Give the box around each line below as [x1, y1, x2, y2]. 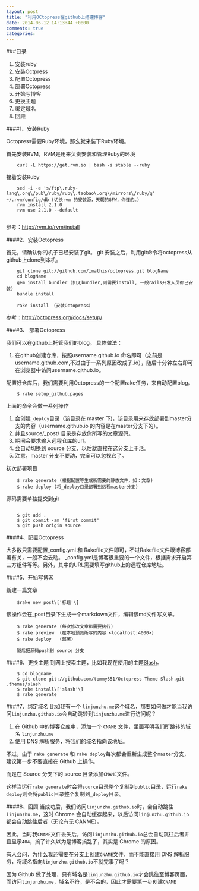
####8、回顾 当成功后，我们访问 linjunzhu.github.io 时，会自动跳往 [6, 803, 174, 810]
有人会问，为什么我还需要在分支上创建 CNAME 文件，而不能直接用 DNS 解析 [6, 851, 185, 858]
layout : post [6, 8, 39, 15]
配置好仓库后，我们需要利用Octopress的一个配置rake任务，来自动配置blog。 [6, 379, 194, 386]
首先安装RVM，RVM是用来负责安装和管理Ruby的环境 [6, 150, 135, 158]
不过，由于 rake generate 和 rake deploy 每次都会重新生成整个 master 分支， [6, 750, 189, 758]
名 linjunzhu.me [14, 731, 54, 738]
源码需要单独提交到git [6, 495, 59, 502]
